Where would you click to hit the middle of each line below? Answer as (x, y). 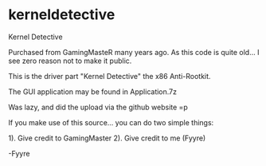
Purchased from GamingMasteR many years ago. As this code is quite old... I (134, 52)
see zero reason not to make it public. (70, 61)
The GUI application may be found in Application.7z (93, 91)
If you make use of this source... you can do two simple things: (111, 122)
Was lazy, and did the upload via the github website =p (98, 107)
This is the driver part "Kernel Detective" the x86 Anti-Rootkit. (110, 76)
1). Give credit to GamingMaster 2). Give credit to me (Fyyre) (107, 138)
